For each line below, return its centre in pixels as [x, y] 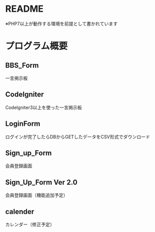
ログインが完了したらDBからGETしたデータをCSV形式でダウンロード [78, 137]
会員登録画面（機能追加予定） [36, 195]
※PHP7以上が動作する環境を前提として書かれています [62, 23]
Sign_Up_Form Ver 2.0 [41, 182]
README [24, 9]
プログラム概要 [36, 46]
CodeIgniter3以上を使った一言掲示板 [44, 107]
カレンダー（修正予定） [30, 224]
